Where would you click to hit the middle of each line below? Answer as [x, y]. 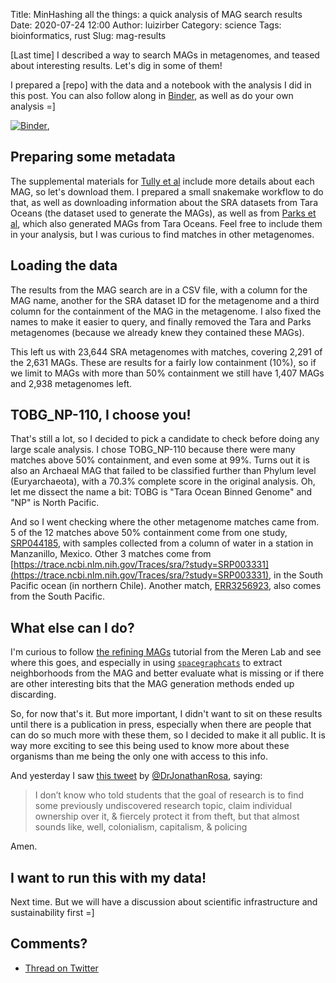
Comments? [49, 944]
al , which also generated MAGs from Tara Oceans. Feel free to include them [166, 223]
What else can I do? [72, 627]
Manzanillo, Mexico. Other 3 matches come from [111, 554]
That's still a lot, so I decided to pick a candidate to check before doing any [165, 439]
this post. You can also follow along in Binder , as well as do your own [152, 95]
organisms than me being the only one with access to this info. [139, 756]
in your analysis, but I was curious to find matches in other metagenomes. [162, 234]
